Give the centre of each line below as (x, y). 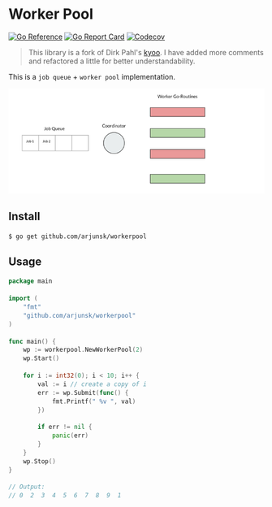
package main (30, 281)
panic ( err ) (70, 435)
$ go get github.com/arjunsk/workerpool (78, 236)
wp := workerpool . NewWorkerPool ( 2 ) (83, 350)
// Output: (27, 487)
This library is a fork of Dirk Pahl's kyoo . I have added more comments (146, 52)
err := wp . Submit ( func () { (83, 392)
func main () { (32, 341)
